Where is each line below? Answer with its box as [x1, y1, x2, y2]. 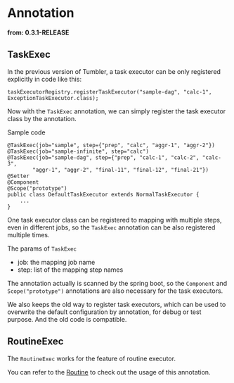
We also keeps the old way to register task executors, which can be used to [7, 300, 226, 308]
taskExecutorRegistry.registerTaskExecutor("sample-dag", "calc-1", [7, 88, 212, 96]
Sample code [7, 128, 46, 137]
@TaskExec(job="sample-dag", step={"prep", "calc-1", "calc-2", [7, 153, 200, 161]
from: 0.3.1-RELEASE [7, 28, 70, 37]
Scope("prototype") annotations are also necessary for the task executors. [7, 287, 223, 295]
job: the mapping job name [17, 258, 96, 266]
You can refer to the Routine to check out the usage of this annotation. [7, 368, 211, 376]
